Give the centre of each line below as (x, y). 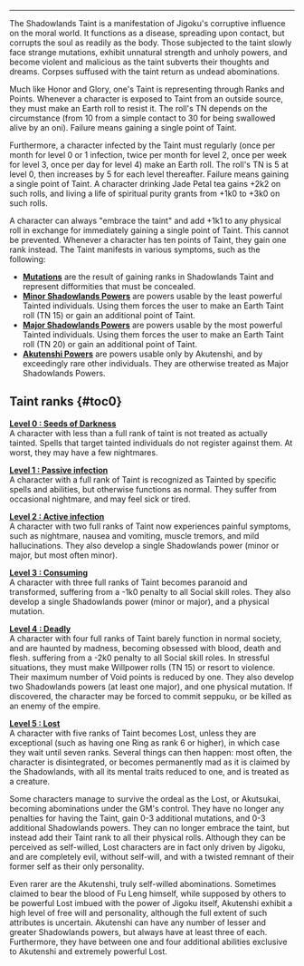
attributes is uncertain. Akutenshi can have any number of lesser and (138, 922)
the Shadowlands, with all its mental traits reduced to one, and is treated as (149, 771)
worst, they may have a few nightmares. (84, 452)
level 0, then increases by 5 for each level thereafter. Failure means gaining (149, 174)
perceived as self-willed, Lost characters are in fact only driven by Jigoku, (147, 847)
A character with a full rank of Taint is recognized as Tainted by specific (143, 479)
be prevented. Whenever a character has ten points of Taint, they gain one (148, 240)
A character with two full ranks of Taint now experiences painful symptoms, (150, 526)
